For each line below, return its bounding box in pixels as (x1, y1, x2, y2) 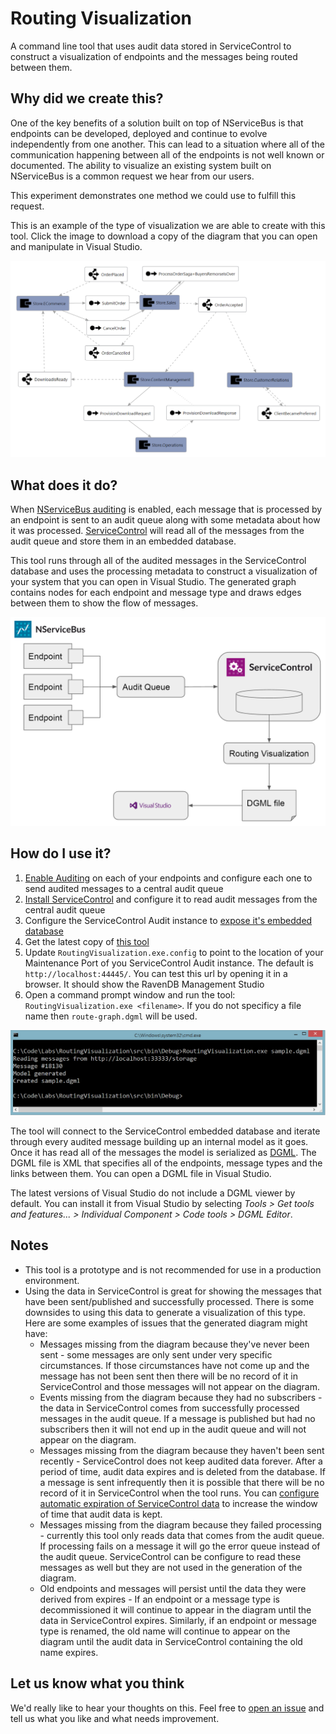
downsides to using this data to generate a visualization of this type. (24, 1306, 306, 1318)
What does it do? (10, 477, 118, 494)
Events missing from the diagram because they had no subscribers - (39, 1391, 323, 1403)
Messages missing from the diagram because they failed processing (39, 1518, 322, 1531)
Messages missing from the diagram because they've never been (39, 1338, 310, 1350)
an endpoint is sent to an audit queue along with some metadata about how (10, 514, 321, 526)
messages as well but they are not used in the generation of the (39, 1561, 303, 1573)
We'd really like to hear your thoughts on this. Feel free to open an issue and (10, 1702, 325, 1714)
